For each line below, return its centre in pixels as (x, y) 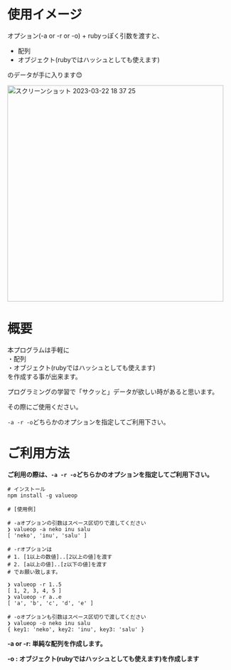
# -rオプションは (29, 549)
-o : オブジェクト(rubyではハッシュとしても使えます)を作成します (103, 659)
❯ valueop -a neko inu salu (49, 529)
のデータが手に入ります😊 (45, 75)
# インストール (27, 489)
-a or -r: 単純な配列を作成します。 (57, 643)
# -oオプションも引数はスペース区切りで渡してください (77, 617)
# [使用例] (22, 509)
